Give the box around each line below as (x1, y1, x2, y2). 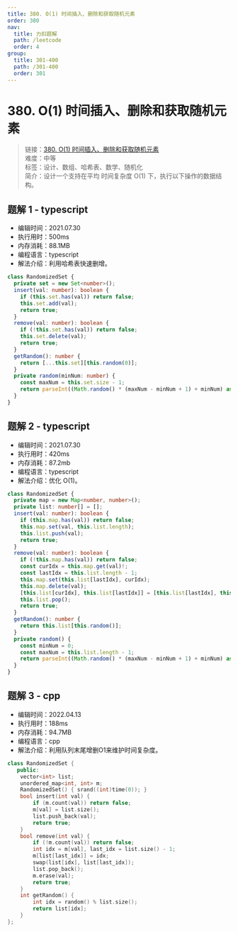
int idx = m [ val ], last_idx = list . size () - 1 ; (33, 846, 176, 853)
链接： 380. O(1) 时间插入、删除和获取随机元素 (24, 145, 159, 153)
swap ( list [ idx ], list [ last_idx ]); (33, 859, 135, 866)
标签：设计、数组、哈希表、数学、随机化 (24, 163, 143, 171)
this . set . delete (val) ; (20, 333, 87, 340)
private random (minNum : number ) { (13, 372, 115, 380)
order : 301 (13, 70, 46, 77)
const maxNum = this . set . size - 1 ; (20, 379, 125, 386)
